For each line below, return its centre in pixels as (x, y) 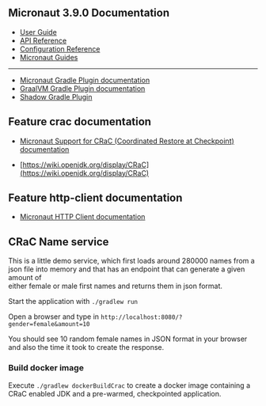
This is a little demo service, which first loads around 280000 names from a (131, 261)
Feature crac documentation (80, 122)
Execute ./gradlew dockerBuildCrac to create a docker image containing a (129, 385)
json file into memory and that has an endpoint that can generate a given (127, 269)
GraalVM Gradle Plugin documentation (82, 88)
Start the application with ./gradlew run (73, 302)
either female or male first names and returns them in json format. (116, 286)
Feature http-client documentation (95, 198)
